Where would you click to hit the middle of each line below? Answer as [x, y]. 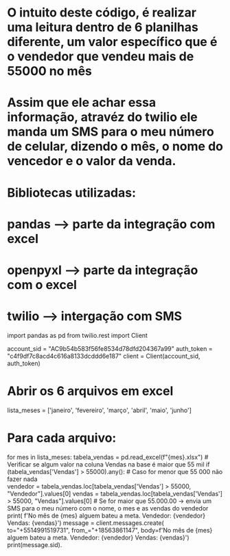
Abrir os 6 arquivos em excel [90, 391]
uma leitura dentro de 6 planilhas [103, 27]
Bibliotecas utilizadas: [71, 192]
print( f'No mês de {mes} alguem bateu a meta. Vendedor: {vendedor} [106, 515]
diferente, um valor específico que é [112, 42]
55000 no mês [50, 71]
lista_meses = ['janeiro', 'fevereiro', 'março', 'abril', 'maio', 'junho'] [100, 410]
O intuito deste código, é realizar [102, 13]
